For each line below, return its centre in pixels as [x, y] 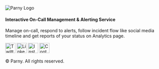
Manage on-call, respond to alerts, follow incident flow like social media [80, 31]
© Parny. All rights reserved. [35, 61]
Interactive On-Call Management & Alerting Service [60, 19]
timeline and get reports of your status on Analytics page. [65, 36]
